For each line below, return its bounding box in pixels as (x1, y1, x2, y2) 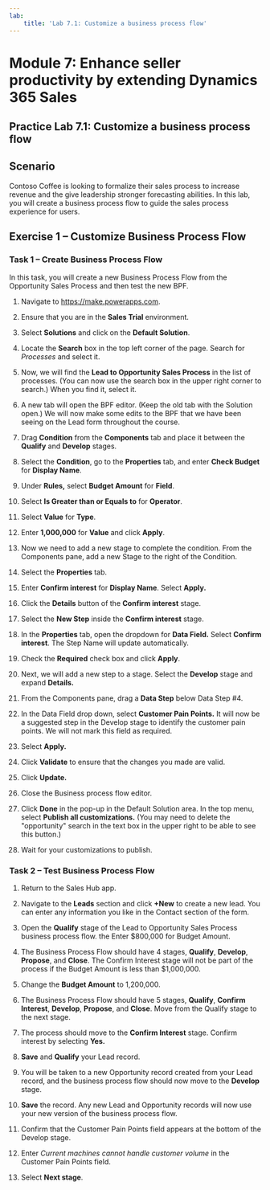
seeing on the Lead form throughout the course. (20, 417, 180, 427)
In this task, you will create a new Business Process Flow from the (9, 272, 227, 282)
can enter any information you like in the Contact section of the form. (20, 907, 250, 917)
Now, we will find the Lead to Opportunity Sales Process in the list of (20, 367, 252, 377)
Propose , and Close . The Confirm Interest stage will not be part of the (20, 955, 254, 965)
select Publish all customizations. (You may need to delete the (20, 812, 231, 822)
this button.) (20, 829, 62, 839)
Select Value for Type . (20, 512, 96, 521)
